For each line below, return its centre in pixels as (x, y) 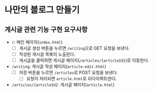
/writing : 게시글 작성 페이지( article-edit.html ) (59, 67)
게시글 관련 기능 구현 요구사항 (46, 29)
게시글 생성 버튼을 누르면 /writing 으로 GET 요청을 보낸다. (74, 48)
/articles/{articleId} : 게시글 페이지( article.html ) (63, 85)
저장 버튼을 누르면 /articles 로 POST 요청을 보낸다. (68, 73)
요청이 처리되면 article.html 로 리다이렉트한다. (71, 79)
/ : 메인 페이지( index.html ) (37, 42)
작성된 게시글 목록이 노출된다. (47, 55)
